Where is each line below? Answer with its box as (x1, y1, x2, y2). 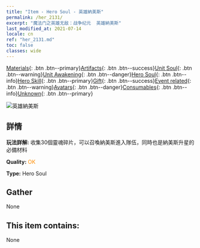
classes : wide (6, 48, 42, 54)
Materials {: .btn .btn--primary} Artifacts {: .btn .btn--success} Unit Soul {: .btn (6, 64, 193, 71)
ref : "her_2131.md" (6, 37, 55, 43)
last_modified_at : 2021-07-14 (6, 25, 82, 32)
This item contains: (6, 220, 80, 231)
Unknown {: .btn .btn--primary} (17, 89, 93, 97)
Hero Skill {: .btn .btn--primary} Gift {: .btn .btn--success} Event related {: (17, 77, 192, 84)
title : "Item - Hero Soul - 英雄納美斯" (6, 8, 104, 15)
